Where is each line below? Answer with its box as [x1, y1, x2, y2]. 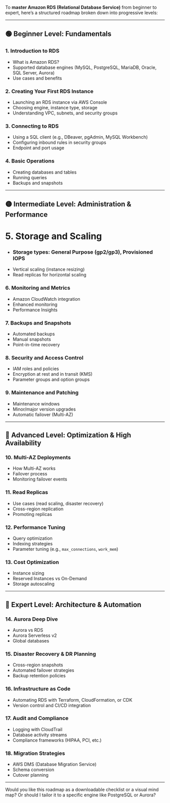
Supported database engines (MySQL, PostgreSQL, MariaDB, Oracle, [12, 64, 157, 70]
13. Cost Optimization [5, 558, 59, 566]
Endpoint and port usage [12, 145, 65, 151]
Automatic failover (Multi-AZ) [12, 411, 73, 417]
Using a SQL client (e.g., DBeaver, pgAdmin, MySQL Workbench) [12, 134, 148, 140]
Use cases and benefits [12, 75, 62, 81]
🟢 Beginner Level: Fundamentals [5, 30, 112, 38]
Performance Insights [12, 306, 58, 313]
